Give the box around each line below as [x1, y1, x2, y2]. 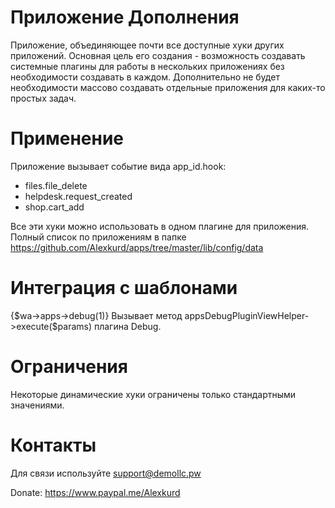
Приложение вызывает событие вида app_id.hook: [10, 160, 227, 172]
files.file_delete [24, 179, 88, 191]
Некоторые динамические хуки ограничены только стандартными [10, 388, 297, 400]
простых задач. [10, 92, 77, 104]
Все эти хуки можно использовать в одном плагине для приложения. [10, 220, 309, 232]
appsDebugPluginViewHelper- [184, 309, 310, 321]
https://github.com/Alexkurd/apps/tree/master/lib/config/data [10, 241, 264, 253]
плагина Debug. [93, 320, 162, 332]
